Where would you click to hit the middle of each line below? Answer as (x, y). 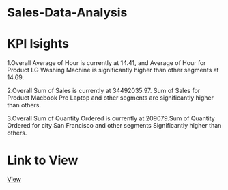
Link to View (43, 160)
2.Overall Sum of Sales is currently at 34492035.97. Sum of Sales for (104, 91)
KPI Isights (38, 44)
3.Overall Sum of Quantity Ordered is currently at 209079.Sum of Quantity (111, 118)
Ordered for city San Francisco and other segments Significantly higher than (114, 126)
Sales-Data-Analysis (67, 13)
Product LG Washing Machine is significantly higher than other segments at (113, 70)
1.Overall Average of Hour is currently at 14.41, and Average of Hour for (106, 63)
